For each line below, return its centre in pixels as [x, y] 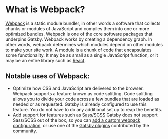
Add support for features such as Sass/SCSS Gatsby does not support [85, 115]
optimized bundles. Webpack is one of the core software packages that [79, 34]
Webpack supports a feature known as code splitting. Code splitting [82, 93]
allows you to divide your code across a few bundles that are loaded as [86, 99]
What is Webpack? [45, 9]
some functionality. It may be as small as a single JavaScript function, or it [82, 55]
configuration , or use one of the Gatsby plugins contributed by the [81, 125]
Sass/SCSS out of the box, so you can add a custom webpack [76, 120]
